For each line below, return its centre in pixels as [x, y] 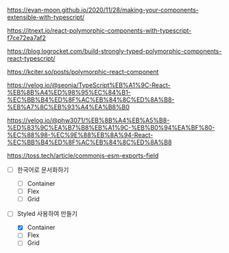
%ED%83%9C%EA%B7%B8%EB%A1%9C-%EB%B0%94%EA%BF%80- [111, 128]
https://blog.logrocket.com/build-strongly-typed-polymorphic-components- [114, 51]
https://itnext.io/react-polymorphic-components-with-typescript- [99, 31]
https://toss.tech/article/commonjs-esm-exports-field [83, 155]
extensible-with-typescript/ [46, 17]
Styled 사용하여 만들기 [47, 214]
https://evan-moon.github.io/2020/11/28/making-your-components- [103, 10]
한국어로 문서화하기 [43, 170]
